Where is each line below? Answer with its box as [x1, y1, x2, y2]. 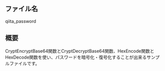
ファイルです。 [9, 60, 40, 66]
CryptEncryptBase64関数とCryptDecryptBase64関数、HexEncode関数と [5, 48, 155, 54]
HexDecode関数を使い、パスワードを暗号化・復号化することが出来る [5, 54, 147, 60]
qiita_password [5, 18, 36, 24]
